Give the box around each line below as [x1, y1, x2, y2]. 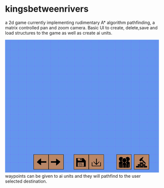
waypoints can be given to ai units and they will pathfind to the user [5, 173, 141, 179]
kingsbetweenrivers [5, 3, 89, 15]
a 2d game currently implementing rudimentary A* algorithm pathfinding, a [5, 20, 155, 25]
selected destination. [5, 178, 47, 184]
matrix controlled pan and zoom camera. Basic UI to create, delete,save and [5, 24, 158, 30]
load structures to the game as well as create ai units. [5, 30, 112, 36]
